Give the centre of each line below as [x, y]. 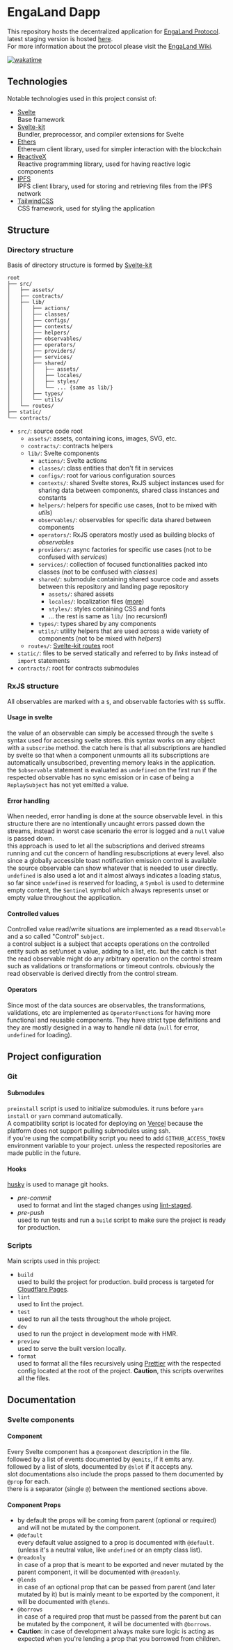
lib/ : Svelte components [63, 453]
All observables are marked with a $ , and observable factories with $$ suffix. [116, 701]
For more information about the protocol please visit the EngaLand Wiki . [110, 46]
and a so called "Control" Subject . [56, 937]
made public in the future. [44, 1153]
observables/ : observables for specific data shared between [124, 520]
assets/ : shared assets [81, 594]
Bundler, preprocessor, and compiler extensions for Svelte [101, 134]
